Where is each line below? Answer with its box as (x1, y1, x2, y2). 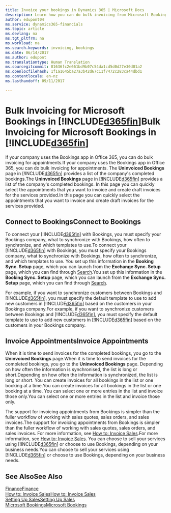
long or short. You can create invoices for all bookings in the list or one (5, 377, 154, 383)
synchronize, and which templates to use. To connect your (5, 242, 127, 248)
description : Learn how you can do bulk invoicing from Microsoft (5, 12, 149, 17)
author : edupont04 (5, 17, 44, 22)
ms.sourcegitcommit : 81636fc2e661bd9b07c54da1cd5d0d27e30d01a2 (5, 64, 142, 69)
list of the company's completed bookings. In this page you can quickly (5, 181, 155, 187)
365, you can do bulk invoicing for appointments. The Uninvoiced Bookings (5, 165, 164, 171)
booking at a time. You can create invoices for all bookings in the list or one (5, 383, 161, 389)
